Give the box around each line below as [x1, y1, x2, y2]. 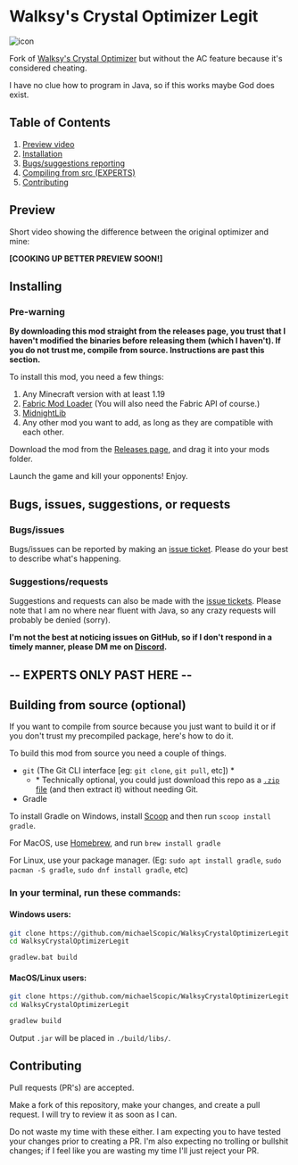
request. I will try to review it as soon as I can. [9, 1109, 178, 1120]
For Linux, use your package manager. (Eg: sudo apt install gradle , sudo [9, 855, 282, 866]
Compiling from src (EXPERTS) [21, 167, 136, 178]
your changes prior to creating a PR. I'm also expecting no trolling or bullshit [9, 1136, 288, 1146]
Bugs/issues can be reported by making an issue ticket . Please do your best [9, 543, 288, 554]
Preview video [21, 138, 75, 149]
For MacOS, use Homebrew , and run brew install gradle [9, 838, 221, 848]
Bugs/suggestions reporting [21, 158, 126, 169]
